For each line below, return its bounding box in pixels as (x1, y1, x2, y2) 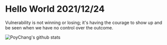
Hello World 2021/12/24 (5, 3, 105, 15)
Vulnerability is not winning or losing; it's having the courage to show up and (5, 20, 163, 25)
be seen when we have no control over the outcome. (5, 24, 114, 30)
